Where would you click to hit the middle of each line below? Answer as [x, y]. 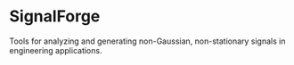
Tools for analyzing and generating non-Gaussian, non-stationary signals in [147, 41]
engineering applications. [56, 50]
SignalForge [55, 16]
